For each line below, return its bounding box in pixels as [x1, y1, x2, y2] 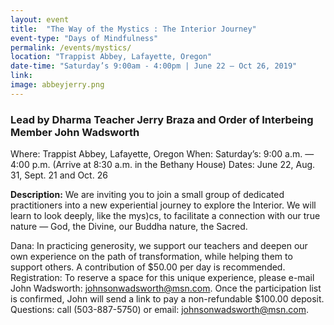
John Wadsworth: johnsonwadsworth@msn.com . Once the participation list [10, 282, 322, 295]
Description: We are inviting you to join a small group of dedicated [10, 189, 285, 201]
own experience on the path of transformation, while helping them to [10, 251, 293, 263]
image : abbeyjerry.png [10, 80, 105, 90]
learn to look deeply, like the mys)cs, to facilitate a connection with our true [10, 210, 321, 222]
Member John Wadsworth [10, 125, 140, 139]
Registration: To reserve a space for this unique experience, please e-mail [10, 272, 315, 284]
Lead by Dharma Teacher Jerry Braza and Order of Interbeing [10, 112, 314, 126]
